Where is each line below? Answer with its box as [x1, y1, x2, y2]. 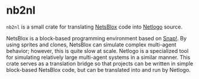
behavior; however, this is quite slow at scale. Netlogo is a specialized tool [6, 47, 189, 54]
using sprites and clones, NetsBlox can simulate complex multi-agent [6, 41, 176, 48]
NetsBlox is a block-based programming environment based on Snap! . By [6, 34, 187, 42]
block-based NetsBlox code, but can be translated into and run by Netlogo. [6, 66, 191, 73]
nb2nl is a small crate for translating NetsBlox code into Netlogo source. [6, 23, 183, 30]
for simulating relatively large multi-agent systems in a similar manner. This [6, 53, 191, 61]
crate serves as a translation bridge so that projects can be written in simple [6, 60, 194, 67]
